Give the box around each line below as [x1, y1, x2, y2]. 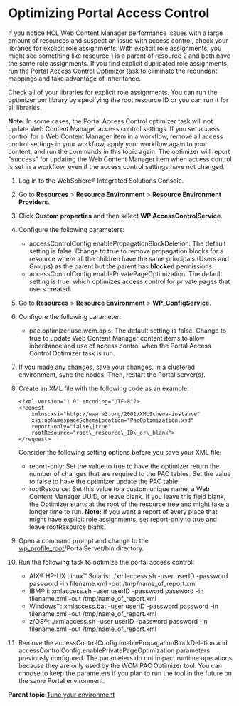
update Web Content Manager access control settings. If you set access [8, 124, 220, 133]
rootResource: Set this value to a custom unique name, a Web [28, 484, 211, 493]
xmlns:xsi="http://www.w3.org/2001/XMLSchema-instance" [31, 410, 201, 418]
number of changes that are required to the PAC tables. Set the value [28, 469, 231, 478]
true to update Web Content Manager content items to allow [28, 333, 205, 342]
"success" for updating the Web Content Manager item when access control [8, 155, 232, 163]
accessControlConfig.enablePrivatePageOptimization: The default [28, 269, 223, 278]
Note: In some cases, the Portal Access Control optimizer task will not [8, 116, 213, 126]
